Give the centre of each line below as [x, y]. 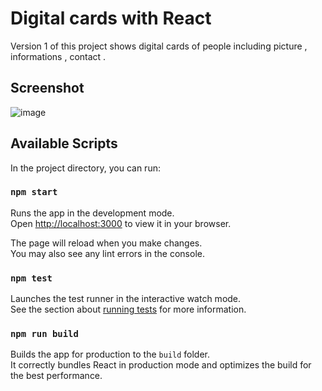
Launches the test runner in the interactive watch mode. [126, 299]
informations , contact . [58, 56]
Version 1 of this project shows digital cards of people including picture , [159, 46]
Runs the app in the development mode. [92, 213]
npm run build [44, 334]
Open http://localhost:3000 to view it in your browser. [121, 223]
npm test [31, 278]
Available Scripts [64, 143]
